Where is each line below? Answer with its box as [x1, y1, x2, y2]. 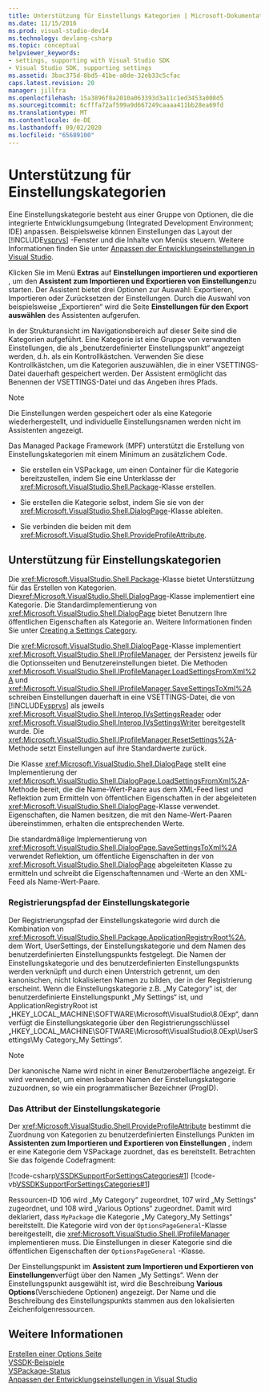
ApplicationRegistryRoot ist [8, 1000, 98, 1010]
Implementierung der [8, 767, 78, 777]
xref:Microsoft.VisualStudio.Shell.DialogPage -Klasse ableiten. [19, 506, 223, 515]
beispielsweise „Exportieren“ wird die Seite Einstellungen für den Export [8, 302, 249, 311]
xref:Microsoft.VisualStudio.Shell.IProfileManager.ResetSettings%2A [8, 735, 234, 745]
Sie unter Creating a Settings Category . [8, 625, 138, 635]
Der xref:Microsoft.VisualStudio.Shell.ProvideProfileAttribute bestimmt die [8, 1121, 251, 1130]
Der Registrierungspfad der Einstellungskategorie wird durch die [8, 915, 221, 925]
